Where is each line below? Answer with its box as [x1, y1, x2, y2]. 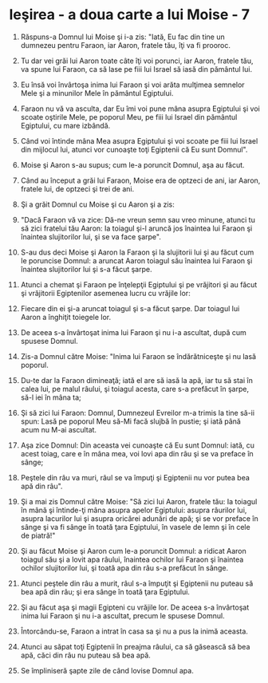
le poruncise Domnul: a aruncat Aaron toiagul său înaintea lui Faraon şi [20, 255, 253, 265]
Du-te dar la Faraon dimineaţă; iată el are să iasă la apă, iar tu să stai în [20, 375, 254, 385]
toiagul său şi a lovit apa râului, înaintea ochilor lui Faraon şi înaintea [20, 555, 244, 564]
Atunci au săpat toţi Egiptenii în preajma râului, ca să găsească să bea [20, 642, 250, 651]
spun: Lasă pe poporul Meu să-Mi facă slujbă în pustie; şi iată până [20, 417, 242, 426]
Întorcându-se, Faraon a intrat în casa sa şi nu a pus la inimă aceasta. [20, 626, 248, 636]
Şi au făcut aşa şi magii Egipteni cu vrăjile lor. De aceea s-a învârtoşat [20, 602, 250, 612]
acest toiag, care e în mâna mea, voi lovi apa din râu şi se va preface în [20, 448, 254, 458]
